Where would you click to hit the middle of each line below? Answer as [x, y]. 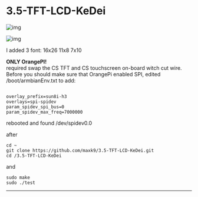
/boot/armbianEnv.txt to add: [41, 80]
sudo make [18, 177]
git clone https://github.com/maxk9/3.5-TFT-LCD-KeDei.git [80, 150]
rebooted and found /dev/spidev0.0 [49, 123]
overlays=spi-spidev [32, 102]
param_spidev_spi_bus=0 [35, 107]
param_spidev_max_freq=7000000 [44, 112]
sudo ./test [21, 183]
